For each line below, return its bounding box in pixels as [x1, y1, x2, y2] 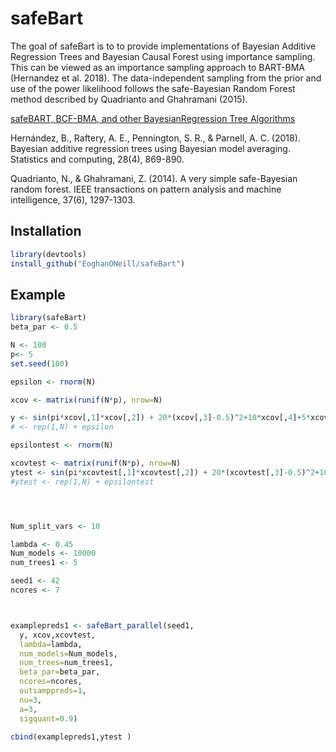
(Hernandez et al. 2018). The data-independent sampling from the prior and [10, 72, 322, 84]
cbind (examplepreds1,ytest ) [10, 732, 132, 742]
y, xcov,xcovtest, [19, 630, 97, 640]
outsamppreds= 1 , [19, 686, 87, 696]
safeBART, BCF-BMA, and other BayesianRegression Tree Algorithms [10, 112, 296, 124]
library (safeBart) [10, 313, 87, 323]
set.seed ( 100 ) [10, 358, 70, 369]
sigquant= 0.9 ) [19, 713, 78, 724]
